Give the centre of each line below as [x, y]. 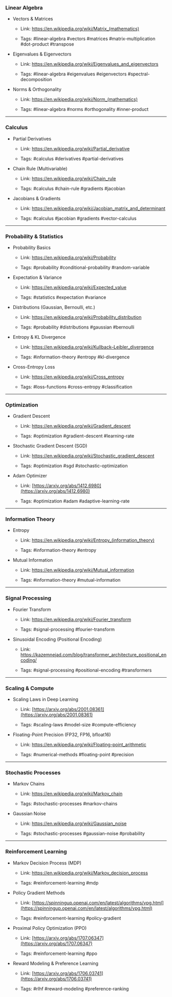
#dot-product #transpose [47, 44]
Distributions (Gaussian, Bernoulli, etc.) [54, 307]
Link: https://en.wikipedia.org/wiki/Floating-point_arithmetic [83, 745]
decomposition [36, 80]
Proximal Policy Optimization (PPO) [50, 928]
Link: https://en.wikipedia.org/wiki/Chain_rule [68, 178]
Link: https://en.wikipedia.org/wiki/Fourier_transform [76, 619]
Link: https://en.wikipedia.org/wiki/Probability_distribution [81, 317]
